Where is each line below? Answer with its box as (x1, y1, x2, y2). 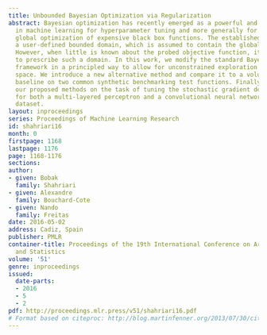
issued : (8, 270, 34, 278)
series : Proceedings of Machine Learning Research (8, 115, 180, 123)
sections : (8, 160, 41, 167)
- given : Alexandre (8, 188, 73, 197)
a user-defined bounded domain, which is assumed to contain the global (15, 41, 261, 49)
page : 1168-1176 (8, 152, 62, 160)
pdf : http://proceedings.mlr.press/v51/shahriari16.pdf (8, 306, 197, 314)
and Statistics (15, 248, 66, 256)
